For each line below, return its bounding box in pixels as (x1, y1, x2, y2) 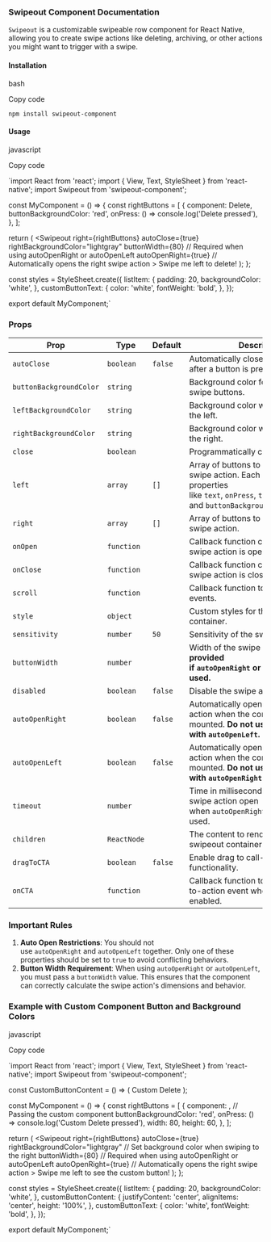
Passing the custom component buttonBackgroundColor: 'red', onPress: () (8, 1109, 254, 1118)
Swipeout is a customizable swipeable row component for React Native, (8, 25, 245, 35)
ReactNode (106, 835, 145, 844)
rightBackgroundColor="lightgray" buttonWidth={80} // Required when (8, 241, 244, 251)
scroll (12, 589, 38, 598)
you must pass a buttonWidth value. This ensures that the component (19, 972, 251, 982)
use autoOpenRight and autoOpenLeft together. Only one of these (19, 946, 235, 956)
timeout (12, 802, 42, 810)
